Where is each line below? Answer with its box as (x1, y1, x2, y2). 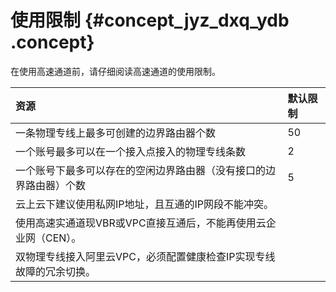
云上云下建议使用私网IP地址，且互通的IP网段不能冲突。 (15, 197, 275, 211)
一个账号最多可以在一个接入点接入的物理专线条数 (15, 144, 247, 158)
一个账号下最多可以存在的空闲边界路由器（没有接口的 (15, 163, 267, 177)
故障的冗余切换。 (15, 264, 97, 278)
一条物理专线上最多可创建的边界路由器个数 (15, 126, 217, 140)
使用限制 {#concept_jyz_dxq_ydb (10, 9, 290, 32)
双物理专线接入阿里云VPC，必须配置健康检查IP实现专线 (15, 249, 276, 263)
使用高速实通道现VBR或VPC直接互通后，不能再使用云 (15, 216, 267, 230)
